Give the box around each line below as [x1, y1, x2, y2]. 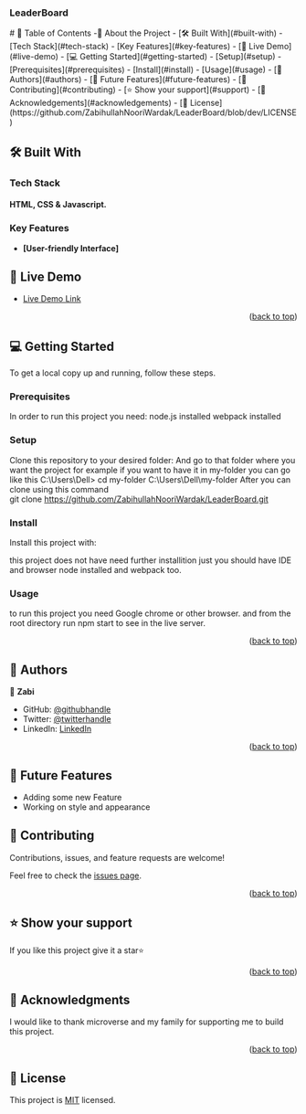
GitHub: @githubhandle [22, 704, 111, 715]
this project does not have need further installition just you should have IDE [9, 555, 292, 566]
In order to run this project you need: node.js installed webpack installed [9, 411, 281, 422]
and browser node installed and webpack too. [9, 565, 182, 576]
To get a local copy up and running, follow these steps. [9, 367, 216, 378]
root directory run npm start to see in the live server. [9, 618, 206, 629]
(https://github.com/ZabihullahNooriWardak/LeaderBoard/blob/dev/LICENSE [9, 107, 297, 118]
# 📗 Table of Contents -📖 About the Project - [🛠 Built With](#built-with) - [9, 27, 283, 38]
